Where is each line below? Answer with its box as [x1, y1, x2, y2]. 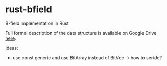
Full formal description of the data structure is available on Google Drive [5, 30, 157, 36]
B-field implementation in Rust [5, 20, 69, 26]
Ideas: [5, 45, 18, 51]
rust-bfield [5, 4, 52, 15]
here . [5, 35, 16, 41]
